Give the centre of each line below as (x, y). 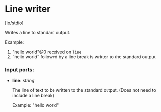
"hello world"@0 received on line (47, 52)
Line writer (28, 9)
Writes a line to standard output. (38, 32)
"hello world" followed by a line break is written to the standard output (84, 57)
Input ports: (20, 69)
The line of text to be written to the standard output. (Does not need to (84, 90)
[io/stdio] (14, 23)
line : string (23, 81)
